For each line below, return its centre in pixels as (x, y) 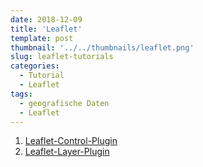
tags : (21, 94)
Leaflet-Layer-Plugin (67, 152)
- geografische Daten (64, 103)
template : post (42, 38)
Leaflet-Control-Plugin (71, 141)
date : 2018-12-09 (46, 19)
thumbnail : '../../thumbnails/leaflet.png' (102, 47)
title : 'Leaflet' (46, 29)
